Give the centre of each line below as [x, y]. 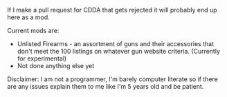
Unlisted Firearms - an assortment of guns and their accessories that [116, 44]
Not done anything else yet [56, 66]
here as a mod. [28, 17]
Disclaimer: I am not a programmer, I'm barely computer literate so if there [112, 79]
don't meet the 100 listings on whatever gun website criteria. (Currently [118, 51]
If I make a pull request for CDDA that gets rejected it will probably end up [112, 10]
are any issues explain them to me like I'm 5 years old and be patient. [106, 86]
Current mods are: [33, 31]
